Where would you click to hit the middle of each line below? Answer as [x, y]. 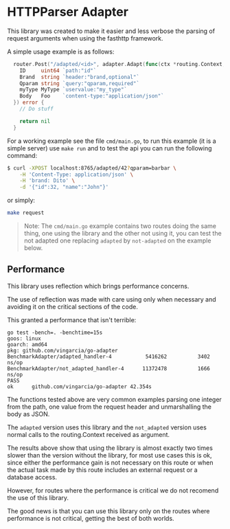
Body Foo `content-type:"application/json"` [92, 96]
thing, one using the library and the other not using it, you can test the [123, 234]
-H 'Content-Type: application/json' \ [77, 175]
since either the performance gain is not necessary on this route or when [110, 462]
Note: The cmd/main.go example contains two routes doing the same [120, 226]
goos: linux [24, 338]
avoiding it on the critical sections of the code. [73, 306]
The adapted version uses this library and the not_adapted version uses [107, 427]
